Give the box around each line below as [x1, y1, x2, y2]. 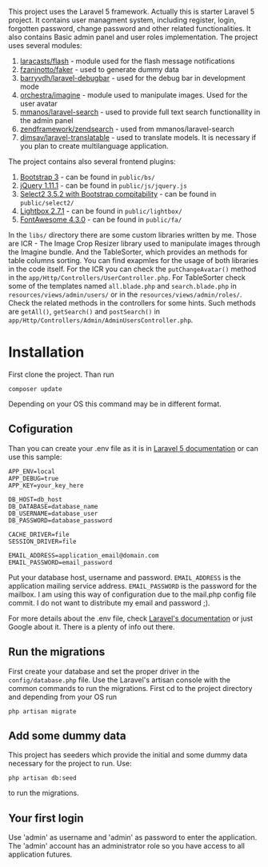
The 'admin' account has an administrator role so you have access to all [8, 841, 246, 851]
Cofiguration [8, 422, 74, 436]
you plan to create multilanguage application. [19, 142, 170, 150]
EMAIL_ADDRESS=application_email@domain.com [8, 551, 159, 559]
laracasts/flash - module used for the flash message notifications [19, 56, 235, 66]
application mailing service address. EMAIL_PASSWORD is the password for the [8, 581, 258, 590]
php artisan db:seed [8, 774, 78, 782]
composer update [8, 385, 62, 393]
